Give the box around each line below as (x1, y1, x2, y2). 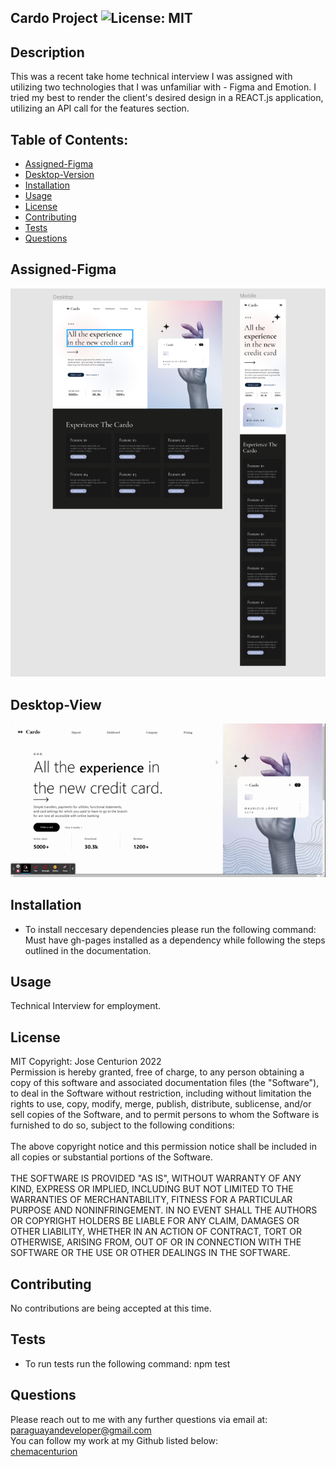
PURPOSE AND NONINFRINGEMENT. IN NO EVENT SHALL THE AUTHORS (10, 1204, 318, 1216)
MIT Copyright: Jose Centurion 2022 (10, 1056, 162, 1068)
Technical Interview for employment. (10, 1000, 162, 1012)
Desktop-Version (24, 169, 95, 181)
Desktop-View (10, 696, 102, 713)
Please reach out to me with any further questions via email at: (10, 1413, 268, 1425)
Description (10, 44, 85, 61)
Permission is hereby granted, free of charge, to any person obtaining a (10, 1066, 305, 1078)
